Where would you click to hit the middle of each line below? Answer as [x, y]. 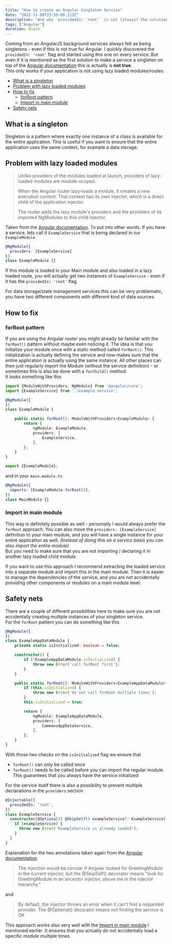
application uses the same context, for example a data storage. [72, 147]
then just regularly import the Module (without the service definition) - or [82, 366]
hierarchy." [29, 884]
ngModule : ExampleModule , [60, 428]
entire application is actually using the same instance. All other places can [83, 360]
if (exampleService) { [39, 824]
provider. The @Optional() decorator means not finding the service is [91, 910]
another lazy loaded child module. [41, 556]
